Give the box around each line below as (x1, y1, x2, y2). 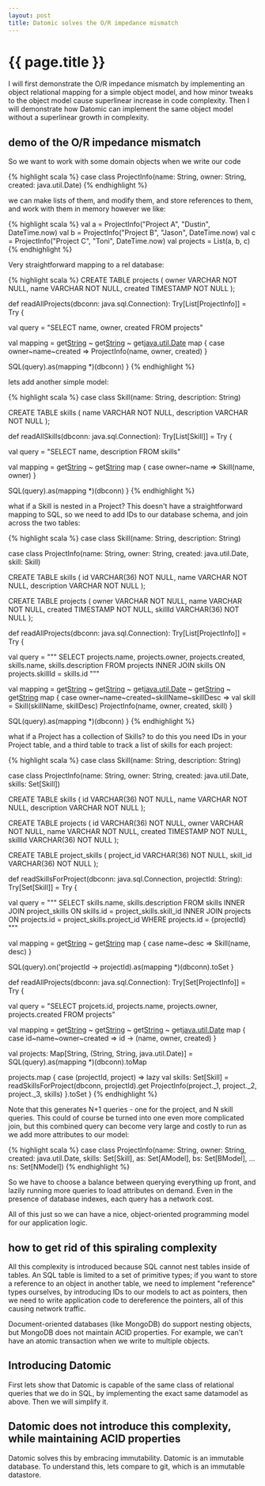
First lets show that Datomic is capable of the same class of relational (8, 1380, 235, 1389)
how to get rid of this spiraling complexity (8, 1241, 218, 1254)
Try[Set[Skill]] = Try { (8, 883, 78, 893)
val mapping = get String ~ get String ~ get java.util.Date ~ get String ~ (8, 684, 232, 694)
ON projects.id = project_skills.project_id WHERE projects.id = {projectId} (8, 915, 247, 924)
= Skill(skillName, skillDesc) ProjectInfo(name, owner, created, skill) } (8, 701, 233, 711)
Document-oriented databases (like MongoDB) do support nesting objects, (8, 1319, 252, 1329)
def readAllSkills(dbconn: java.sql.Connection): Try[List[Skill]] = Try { (8, 432, 233, 442)
